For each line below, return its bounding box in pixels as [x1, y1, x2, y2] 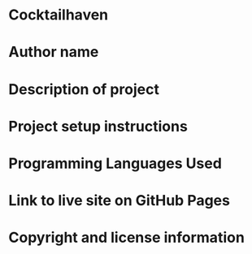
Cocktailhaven [8, 6, 109, 24]
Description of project [8, 80, 160, 98]
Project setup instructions [8, 117, 189, 136]
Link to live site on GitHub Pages [8, 192, 230, 210]
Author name [8, 43, 99, 62]
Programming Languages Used [8, 154, 222, 172]
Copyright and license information [8, 229, 245, 247]
